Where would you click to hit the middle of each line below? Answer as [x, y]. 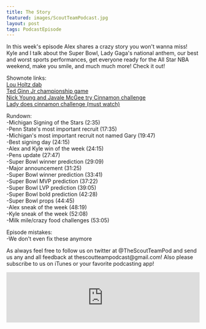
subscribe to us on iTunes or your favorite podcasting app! [80, 264]
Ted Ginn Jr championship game [48, 91]
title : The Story [29, 12]
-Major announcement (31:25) [44, 168]
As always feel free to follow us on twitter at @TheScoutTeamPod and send [102, 251]
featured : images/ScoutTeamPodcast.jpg [57, 18]
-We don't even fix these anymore [49, 239]
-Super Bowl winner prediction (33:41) [55, 175]
